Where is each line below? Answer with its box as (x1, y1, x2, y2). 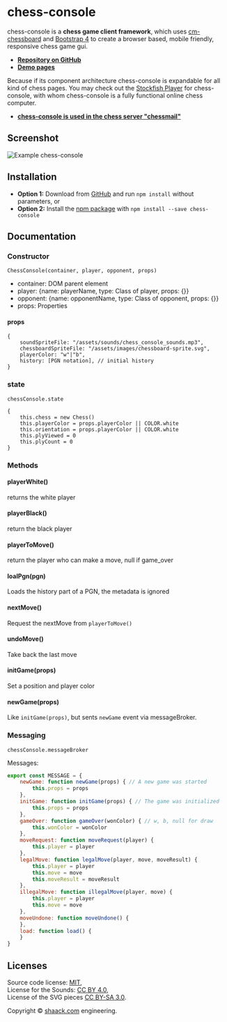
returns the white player (7, 493, 76, 502)
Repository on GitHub (17, 55, 81, 63)
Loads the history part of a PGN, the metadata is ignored (7, 587, 170, 596)
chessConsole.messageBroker (7, 746, 89, 753)
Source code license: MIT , (7, 978, 82, 986)
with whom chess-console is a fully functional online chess (33, 91, 203, 100)
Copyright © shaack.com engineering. (7, 1007, 118, 1015)
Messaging (7, 731, 47, 741)
